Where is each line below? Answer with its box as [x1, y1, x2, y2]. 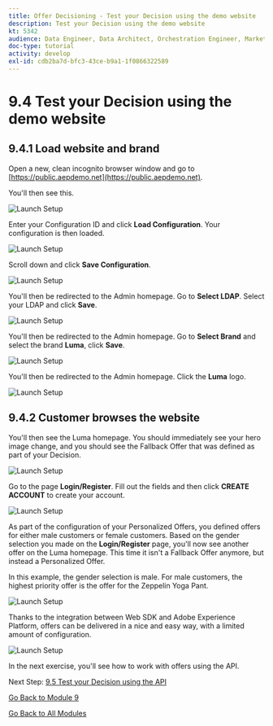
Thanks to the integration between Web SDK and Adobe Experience [8, 612, 236, 622]
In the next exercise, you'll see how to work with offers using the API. [8, 661, 240, 671]
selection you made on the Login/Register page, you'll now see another [8, 539, 249, 549]
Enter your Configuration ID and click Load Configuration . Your [8, 219, 221, 229]
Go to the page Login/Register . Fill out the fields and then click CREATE [8, 481, 249, 491]
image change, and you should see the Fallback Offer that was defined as [8, 441, 255, 451]
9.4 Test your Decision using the [8, 93, 232, 111]
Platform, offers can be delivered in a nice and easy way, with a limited [8, 620, 245, 631]
